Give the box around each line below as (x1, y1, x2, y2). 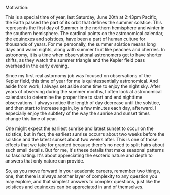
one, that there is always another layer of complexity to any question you (5, 173, 157, 179)
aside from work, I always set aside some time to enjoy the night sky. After (5, 83, 161, 89)
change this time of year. (5, 116, 57, 121)
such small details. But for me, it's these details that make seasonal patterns (5, 147, 164, 153)
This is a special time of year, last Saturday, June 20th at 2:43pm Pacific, (5, 14, 158, 20)
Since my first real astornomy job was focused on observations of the (5, 73, 151, 78)
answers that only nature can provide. (5, 158, 85, 164)
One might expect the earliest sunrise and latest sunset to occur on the (5, 125, 154, 132)
